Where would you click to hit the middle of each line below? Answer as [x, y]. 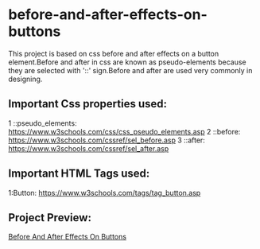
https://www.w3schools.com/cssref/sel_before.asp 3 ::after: [107, 140]
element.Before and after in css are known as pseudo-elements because [127, 62]
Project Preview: [50, 218]
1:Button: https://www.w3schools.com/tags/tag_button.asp [105, 193]
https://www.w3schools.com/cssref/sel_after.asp [89, 148]
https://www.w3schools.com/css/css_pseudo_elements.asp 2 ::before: [124, 131]
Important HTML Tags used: [79, 174]
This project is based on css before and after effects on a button [114, 53]
